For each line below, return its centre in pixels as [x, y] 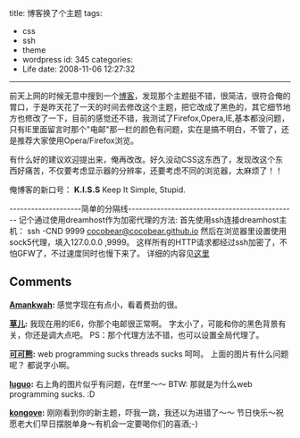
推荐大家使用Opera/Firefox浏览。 [77, 140]
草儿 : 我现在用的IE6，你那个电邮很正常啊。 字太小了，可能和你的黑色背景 [144, 324]
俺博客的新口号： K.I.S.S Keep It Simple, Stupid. [97, 190]
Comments [41, 282]
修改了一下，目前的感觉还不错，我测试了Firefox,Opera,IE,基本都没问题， [157, 118]
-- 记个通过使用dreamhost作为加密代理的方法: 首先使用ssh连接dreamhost [144, 220]
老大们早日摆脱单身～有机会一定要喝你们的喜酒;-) [107, 424]
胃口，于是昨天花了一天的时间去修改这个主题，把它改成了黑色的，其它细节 [146, 107]
